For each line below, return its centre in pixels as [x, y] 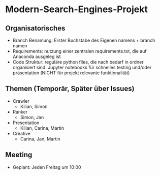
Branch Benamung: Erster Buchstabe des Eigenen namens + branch [84, 40]
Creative [21, 133]
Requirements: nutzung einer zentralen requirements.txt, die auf [79, 51]
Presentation [26, 123]
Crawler [21, 101]
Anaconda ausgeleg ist [37, 56]
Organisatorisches [35, 28]
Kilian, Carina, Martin [42, 128]
